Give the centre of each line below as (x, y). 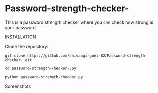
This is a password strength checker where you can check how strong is (79, 22)
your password (21, 27)
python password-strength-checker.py (44, 77)
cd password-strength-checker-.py (41, 68)
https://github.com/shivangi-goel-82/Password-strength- (87, 55)
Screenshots (18, 86)
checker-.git (19, 60)
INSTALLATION (21, 37)
